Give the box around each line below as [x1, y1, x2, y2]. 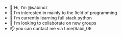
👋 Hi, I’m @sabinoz [9, 5, 48, 10]
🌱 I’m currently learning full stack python [9, 15, 92, 20]
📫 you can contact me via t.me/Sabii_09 [9, 26, 92, 31]
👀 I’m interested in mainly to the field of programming [9, 10, 118, 16]
